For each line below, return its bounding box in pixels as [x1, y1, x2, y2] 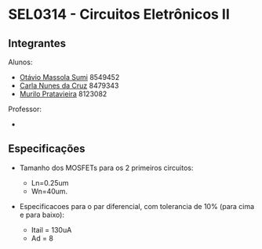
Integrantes [8, 37, 67, 50]
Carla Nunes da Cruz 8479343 [19, 81, 119, 90]
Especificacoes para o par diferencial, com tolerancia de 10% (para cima [19, 201, 255, 211]
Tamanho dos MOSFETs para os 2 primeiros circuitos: [19, 163, 194, 172]
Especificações [8, 143, 86, 156]
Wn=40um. [31, 186, 68, 196]
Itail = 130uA [31, 225, 72, 234]
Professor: [8, 104, 42, 114]
